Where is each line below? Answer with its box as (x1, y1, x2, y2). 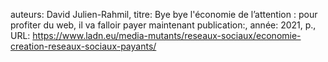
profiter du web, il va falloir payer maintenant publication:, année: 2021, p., (10, 19, 317, 31)
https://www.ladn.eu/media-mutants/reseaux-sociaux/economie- (32, 30, 302, 41)
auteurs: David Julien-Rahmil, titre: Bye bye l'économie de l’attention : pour (10, 9, 318, 20)
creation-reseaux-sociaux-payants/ (10, 40, 157, 52)
